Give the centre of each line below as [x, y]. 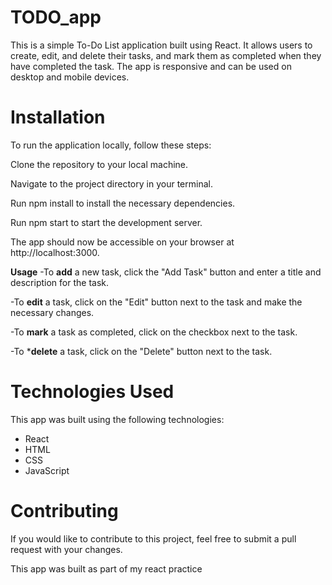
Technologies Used [92, 392]
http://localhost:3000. [55, 252]
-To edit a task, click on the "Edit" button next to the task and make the [156, 302]
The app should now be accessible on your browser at [122, 242]
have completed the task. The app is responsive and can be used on [151, 66]
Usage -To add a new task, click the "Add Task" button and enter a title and [166, 272]
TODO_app [56, 17]
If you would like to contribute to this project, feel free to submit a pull [153, 538]
